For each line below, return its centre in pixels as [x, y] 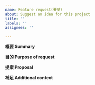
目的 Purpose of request [30, 57]
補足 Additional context [29, 78]
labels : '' [16, 23]
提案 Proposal [19, 67]
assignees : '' [19, 28]
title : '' [15, 19]
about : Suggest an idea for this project [48, 14]
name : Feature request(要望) [34, 10]
